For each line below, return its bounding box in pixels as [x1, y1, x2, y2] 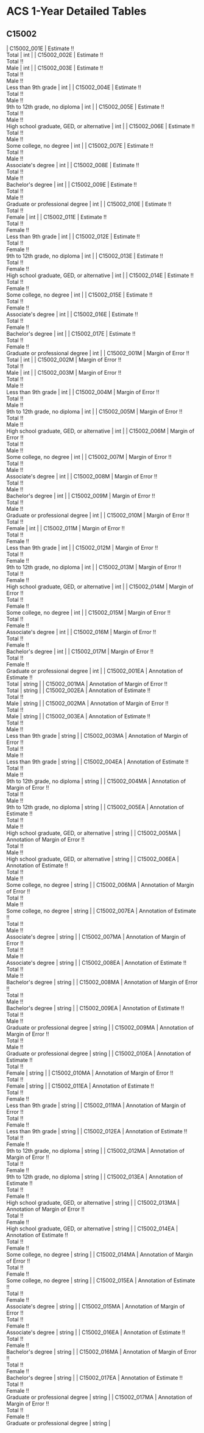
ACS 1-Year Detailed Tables [6, 4, 147, 18]
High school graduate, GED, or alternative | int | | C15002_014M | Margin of [6, 583, 194, 590]
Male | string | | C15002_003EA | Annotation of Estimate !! [6, 713, 151, 720]
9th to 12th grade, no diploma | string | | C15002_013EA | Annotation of [6, 1173, 183, 1180]
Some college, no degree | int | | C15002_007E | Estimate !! [6, 142, 153, 149]
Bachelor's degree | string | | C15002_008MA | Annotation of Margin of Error [6, 978, 198, 986]
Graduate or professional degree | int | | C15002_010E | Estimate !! [6, 200, 172, 208]
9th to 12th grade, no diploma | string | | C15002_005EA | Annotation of [6, 804, 185, 810]
